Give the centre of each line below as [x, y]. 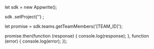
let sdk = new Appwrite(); [31, 7]
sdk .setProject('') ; [25, 17]
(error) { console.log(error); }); [36, 41]
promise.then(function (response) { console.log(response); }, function [77, 36]
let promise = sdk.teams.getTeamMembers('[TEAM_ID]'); [64, 26]
